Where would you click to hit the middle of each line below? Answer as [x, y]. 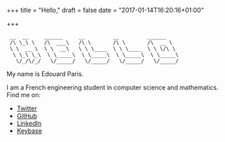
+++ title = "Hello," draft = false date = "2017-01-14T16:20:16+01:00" [105, 10]
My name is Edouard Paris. [45, 74]
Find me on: [24, 95]
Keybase [29, 131]
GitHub [27, 116]
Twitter [27, 108]
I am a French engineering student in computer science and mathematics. [113, 87]
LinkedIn [29, 123]
